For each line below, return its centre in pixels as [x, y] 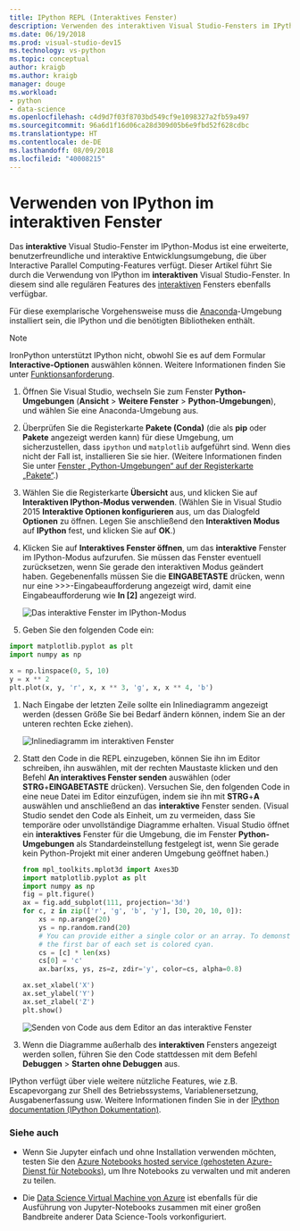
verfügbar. [29, 294]
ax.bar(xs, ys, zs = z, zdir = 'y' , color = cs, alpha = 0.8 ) [141, 969]
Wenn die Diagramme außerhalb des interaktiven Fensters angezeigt [150, 1044]
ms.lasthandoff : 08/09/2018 [62, 150]
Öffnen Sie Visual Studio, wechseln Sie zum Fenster [117, 392]
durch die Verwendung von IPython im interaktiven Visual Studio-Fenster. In [150, 275]
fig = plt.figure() [58, 894]
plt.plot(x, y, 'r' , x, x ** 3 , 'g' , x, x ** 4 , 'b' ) [112, 687]
